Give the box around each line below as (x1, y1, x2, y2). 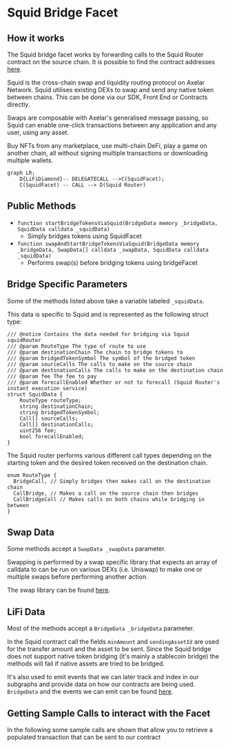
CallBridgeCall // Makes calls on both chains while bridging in (13, 495, 205, 503)
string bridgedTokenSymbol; (19, 409, 100, 416)
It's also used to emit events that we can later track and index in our (7, 673, 200, 681)
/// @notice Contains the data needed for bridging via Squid (7, 330, 189, 338)
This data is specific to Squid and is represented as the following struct (7, 310, 209, 318)
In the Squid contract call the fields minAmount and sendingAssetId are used (7, 638, 219, 646)
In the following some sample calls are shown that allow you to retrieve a (7, 726, 213, 734)
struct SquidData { (7, 391, 63, 398)
